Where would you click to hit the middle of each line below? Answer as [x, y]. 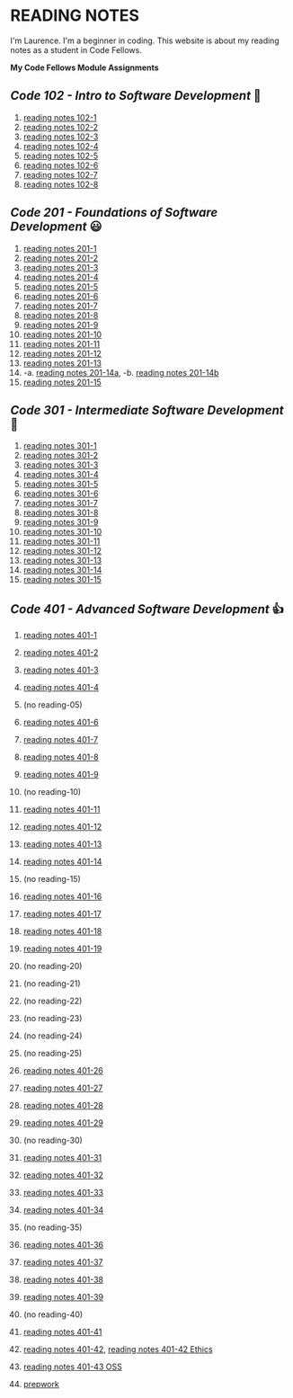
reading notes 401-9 [61, 775]
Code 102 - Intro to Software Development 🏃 [136, 96]
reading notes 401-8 [61, 757]
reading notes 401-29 [63, 1123]
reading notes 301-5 [61, 484]
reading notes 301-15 [62, 580]
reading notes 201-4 [61, 277]
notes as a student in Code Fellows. [76, 49]
